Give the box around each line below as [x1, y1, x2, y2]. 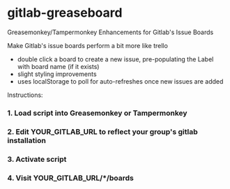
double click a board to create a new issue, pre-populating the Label [17, 54, 214, 63]
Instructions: [7, 91, 43, 99]
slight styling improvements [17, 70, 97, 78]
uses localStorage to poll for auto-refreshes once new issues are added [17, 77, 224, 85]
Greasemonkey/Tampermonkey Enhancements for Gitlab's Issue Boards [7, 28, 214, 36]
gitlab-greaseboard [7, 5, 123, 21]
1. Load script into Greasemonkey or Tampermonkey [7, 108, 187, 118]
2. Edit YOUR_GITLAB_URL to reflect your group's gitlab [7, 127, 198, 137]
